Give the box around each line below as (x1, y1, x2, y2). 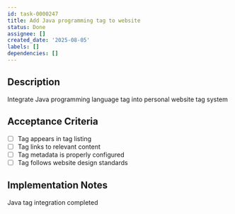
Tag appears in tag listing (17, 134, 92, 142)
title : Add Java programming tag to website (7, 17, 141, 24)
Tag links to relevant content (17, 142, 101, 151)
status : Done (7, 23, 46, 30)
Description (7, 76, 60, 89)
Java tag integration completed (7, 198, 98, 206)
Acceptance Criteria (7, 116, 98, 128)
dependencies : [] (7, 50, 59, 57)
